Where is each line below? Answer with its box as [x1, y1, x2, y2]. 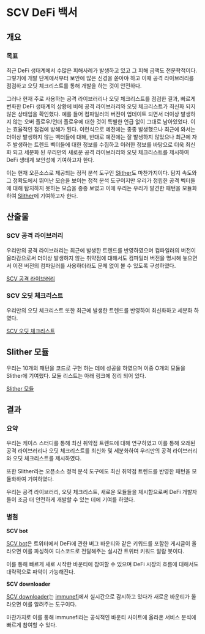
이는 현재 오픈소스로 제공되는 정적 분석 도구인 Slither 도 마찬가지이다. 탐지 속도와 [6, 169, 197, 176]
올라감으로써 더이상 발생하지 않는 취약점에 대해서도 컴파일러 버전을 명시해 [6, 254, 182, 262]
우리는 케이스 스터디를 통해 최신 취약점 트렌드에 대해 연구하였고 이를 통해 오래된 [6, 440, 196, 447]
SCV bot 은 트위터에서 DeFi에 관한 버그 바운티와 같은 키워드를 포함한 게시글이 [6, 539, 191, 547]
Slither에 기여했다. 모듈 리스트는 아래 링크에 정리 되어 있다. [6, 372, 146, 379]
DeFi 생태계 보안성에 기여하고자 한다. [6, 156, 95, 163]
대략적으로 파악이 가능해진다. [6, 568, 75, 575]
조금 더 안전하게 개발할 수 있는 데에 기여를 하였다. [17, 496, 135, 503]
